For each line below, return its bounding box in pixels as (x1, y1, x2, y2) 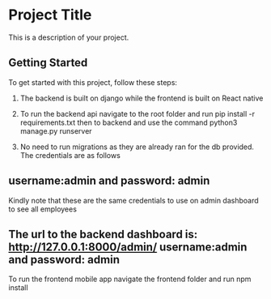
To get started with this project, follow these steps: (8, 77, 178, 87)
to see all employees (8, 204, 77, 214)
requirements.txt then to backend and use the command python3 (19, 117, 238, 127)
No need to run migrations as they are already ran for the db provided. (19, 142, 255, 152)
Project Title (8, 6, 92, 24)
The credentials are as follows (19, 150, 121, 160)
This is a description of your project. (8, 32, 129, 42)
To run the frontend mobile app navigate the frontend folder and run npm (8, 274, 252, 284)
